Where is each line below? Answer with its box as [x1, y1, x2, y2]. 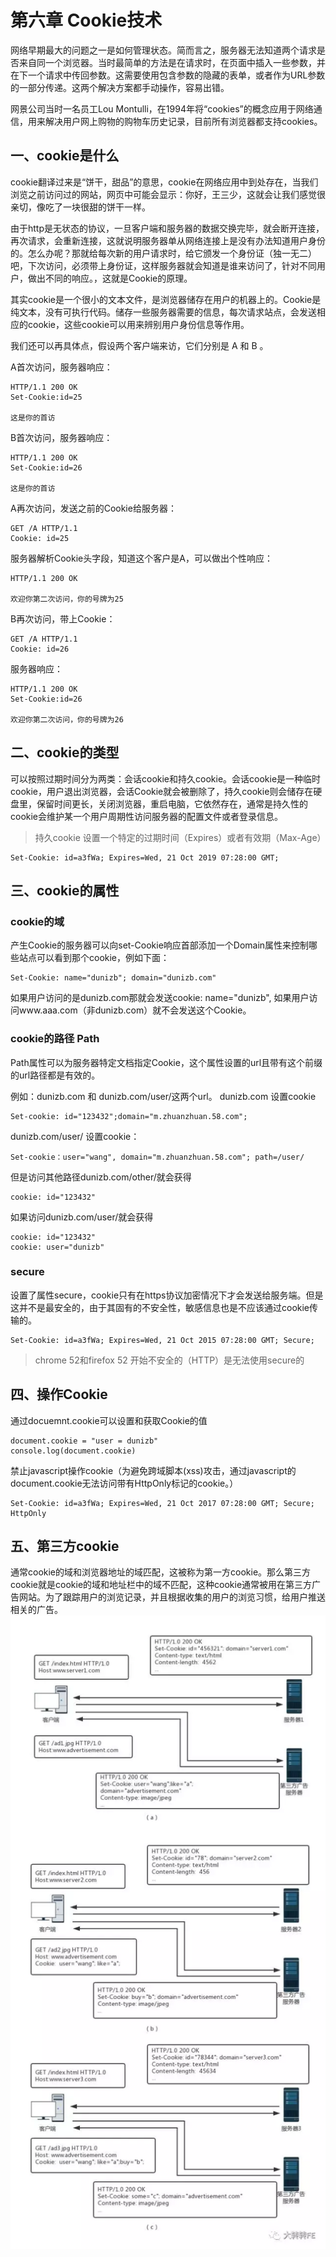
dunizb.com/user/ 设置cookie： [10, 1130, 140, 1142]
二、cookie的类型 [10, 744, 120, 761]
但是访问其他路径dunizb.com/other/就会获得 [10, 1171, 192, 1183]
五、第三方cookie [10, 1538, 120, 1555]
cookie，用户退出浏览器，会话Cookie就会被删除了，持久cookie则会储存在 [10, 785, 314, 797]
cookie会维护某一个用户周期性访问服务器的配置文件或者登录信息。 [10, 810, 284, 822]
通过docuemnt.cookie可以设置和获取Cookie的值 [10, 1414, 208, 1426]
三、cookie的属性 [10, 882, 120, 899]
